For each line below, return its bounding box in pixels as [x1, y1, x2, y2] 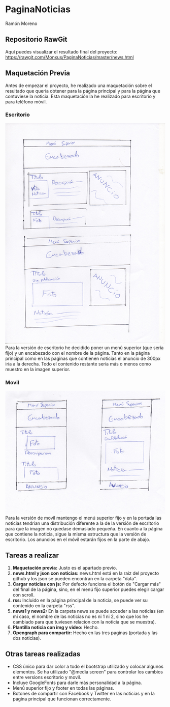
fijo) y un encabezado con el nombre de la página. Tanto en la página [5, 350, 150, 356]
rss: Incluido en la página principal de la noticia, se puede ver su [12, 597, 148, 603]
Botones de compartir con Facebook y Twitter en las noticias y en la [12, 690, 155, 696]
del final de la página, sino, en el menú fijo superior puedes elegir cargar [12, 586, 164, 592]
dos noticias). [12, 635, 42, 641]
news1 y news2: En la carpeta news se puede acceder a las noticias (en [12, 608, 164, 614]
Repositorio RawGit [5, 35, 67, 44]
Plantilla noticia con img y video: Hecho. [12, 624, 99, 630]
